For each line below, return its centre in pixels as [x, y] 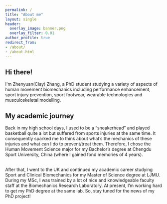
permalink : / [19, 10]
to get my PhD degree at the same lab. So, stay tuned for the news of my [80, 191]
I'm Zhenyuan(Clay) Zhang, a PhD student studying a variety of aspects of [82, 84]
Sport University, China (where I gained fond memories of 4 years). [74, 155]
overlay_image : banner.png [38, 29]
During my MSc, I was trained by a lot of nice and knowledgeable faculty [80, 180]
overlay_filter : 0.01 [32, 33]
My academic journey [40, 116]
